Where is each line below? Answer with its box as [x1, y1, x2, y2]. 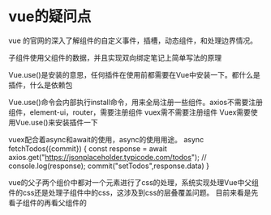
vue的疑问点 [8, 7, 92, 26]
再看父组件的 [43, 197, 87, 207]
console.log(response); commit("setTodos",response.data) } [8, 161, 209, 171]
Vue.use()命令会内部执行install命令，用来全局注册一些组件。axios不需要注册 [8, 97, 264, 107]
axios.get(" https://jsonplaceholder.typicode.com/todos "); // [8, 152, 207, 162]
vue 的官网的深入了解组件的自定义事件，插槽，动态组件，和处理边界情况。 [8, 36, 258, 45]
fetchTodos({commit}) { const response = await [8, 143, 168, 154]
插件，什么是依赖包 [8, 80, 73, 90]
